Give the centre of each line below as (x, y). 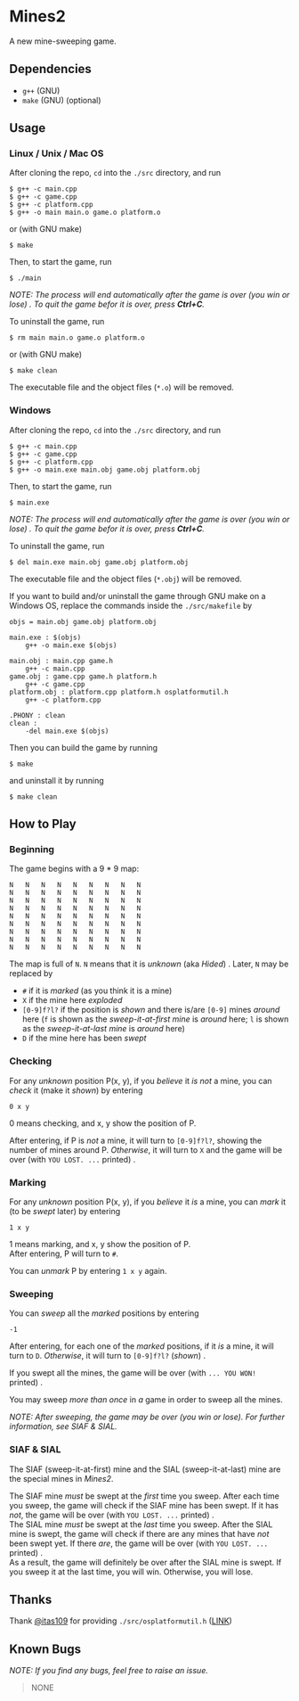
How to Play (43, 824)
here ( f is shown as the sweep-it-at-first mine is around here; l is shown (155, 1019)
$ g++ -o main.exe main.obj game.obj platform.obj (105, 470)
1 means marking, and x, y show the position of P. (100, 1245)
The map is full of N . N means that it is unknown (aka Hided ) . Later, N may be (149, 964)
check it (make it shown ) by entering (76, 1090)
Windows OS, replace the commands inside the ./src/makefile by (131, 605)
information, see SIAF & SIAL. (63, 1426)
